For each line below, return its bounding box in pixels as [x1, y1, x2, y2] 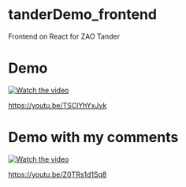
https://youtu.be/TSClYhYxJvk [8, 100, 107, 110]
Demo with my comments [8, 129, 179, 147]
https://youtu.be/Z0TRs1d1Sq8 [8, 170, 107, 179]
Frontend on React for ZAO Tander [8, 32, 121, 41]
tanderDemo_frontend [8, 6, 158, 24]
